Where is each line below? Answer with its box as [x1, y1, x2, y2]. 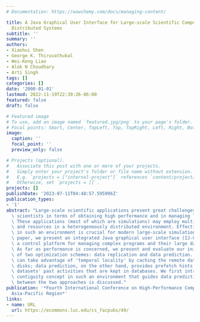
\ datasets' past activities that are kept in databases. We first [11, 268, 183, 274]
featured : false [6, 97, 46, 103]
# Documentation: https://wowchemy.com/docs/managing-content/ [6, 8, 167, 15]
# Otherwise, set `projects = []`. [6, 179, 100, 185]
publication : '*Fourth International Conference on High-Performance [6, 285, 183, 291]
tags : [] [6, 75, 28, 81]
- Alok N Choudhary [6, 64, 55, 70]
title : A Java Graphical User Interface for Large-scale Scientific [6, 19, 180, 26]
